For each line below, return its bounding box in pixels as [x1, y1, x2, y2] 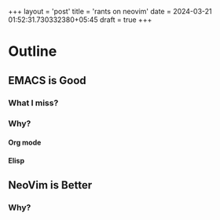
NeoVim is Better [8, 178, 93, 192]
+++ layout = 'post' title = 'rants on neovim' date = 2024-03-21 [8, 7, 212, 16]
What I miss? [8, 97, 59, 108]
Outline [8, 42, 57, 60]
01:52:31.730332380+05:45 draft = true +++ [8, 15, 152, 24]
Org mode [8, 137, 42, 148]
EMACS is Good [8, 74, 86, 87]
